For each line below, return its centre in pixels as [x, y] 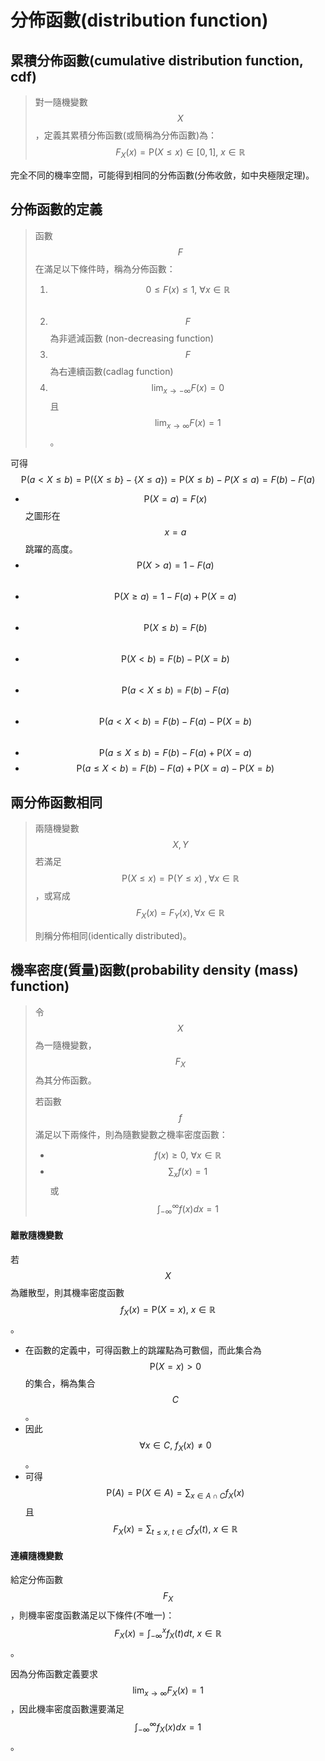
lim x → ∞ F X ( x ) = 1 [168, 1691]
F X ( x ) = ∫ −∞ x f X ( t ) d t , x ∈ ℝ [168, 1633]
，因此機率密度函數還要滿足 [67, 1709]
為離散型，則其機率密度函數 [67, 1292]
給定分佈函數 [36, 1580]
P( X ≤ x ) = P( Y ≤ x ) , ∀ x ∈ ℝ [180, 878]
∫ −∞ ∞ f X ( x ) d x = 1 [168, 1727]
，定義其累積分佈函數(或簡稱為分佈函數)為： [126, 135]
